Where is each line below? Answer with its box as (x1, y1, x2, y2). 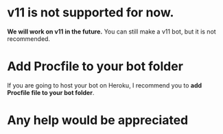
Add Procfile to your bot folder (7, 59, 184, 75)
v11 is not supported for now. (7, 5, 174, 21)
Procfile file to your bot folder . (7, 88, 95, 96)
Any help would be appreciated (7, 113, 189, 128)
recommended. (7, 34, 50, 42)
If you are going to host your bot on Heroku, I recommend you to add (7, 81, 202, 90)
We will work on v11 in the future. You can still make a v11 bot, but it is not (7, 27, 216, 36)
